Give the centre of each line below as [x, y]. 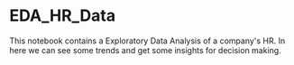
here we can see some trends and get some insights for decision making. [145, 50]
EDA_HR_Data [62, 16]
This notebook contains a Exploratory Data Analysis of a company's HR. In [147, 41]
